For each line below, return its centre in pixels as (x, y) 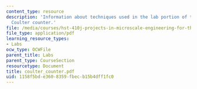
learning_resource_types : (38, 39)
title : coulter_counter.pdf (40, 71)
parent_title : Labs (30, 55)
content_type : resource (35, 11)
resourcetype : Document (35, 66)
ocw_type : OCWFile (28, 50)
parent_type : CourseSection (40, 60)
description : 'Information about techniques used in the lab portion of (97, 17)
